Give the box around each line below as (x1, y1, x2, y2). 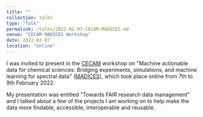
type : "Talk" (6, 20, 40, 26)
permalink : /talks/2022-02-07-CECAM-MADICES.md (6, 26, 129, 32)
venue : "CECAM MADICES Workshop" (6, 32, 91, 38)
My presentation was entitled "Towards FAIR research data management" (6, 91, 190, 98)
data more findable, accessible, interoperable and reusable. (6, 104, 156, 111)
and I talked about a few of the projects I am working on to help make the (6, 97, 190, 104)
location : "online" (6, 43, 56, 49)
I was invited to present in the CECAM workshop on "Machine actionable (6, 59, 188, 67)
